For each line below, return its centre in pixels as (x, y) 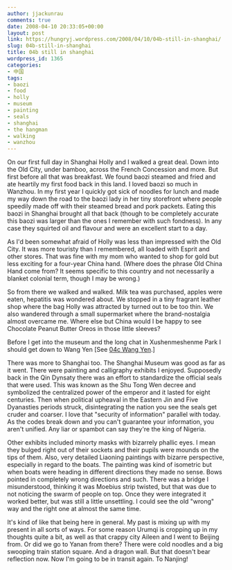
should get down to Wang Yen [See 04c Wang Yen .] (81, 350)
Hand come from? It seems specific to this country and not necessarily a (111, 271)
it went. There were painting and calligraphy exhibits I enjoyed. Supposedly (114, 371)
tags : (15, 78)
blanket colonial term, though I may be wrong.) (74, 278)
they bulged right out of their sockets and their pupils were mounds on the (113, 450)
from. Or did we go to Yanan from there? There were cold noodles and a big (115, 544)
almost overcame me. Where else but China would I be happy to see (105, 321)
